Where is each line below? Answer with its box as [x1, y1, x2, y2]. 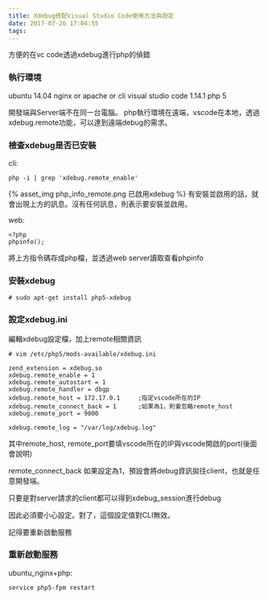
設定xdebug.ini [8, 314, 68, 325]
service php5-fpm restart [8, 583, 95, 592]
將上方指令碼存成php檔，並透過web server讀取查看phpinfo [8, 253, 204, 263]
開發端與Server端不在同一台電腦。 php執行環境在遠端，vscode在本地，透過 [8, 107, 260, 117]
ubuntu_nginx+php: [8, 568, 73, 577]
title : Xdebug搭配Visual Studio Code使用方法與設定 [8, 11, 175, 20]
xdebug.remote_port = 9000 [8, 409, 99, 417]
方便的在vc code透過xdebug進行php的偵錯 [8, 50, 150, 60]
